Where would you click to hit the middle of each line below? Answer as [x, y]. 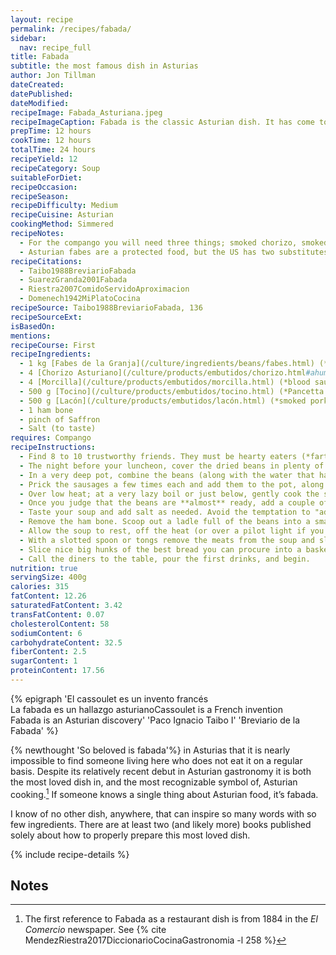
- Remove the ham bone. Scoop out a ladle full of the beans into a [165, 522]
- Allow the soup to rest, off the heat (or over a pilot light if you [172, 531]
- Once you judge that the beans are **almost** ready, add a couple [167, 503]
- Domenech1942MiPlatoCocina [80, 299]
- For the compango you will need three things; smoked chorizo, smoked [174, 242]
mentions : [31, 336]
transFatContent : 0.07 [57, 614]
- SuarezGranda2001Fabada [73, 280]
